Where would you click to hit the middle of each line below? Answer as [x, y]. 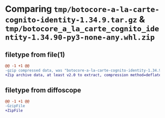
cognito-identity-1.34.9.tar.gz [71, 20]
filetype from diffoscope [43, 90]
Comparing [28, 9]
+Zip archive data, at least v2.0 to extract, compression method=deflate [83, 75]
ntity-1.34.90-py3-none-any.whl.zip [80, 37]
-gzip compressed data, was [34, 70]
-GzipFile [15, 106]
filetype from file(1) [35, 55]
